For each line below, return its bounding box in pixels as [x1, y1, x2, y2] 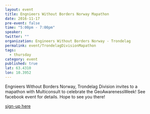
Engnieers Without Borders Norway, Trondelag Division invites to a [5, 83, 138, 89]
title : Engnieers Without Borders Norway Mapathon [5, 12, 109, 16]
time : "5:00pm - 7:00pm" [5, 25, 55, 30]
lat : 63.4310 [5, 66, 31, 71]
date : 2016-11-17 [5, 16, 40, 21]
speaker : [5, 30, 23, 34]
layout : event [5, 7, 34, 12]
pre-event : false [5, 20, 40, 26]
